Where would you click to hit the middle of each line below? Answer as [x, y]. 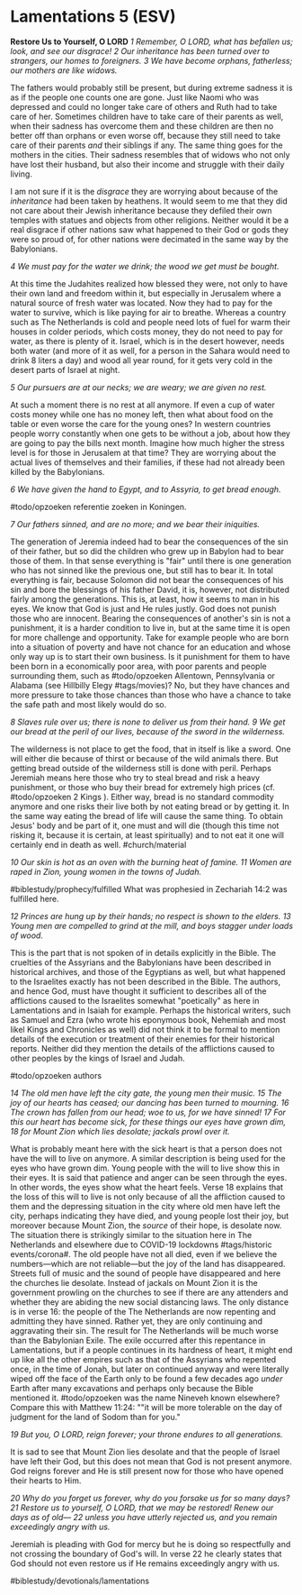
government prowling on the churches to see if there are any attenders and [149, 1292]
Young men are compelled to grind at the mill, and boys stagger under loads [152, 925]
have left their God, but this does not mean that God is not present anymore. [151, 1461]
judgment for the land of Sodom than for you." [95, 1417]
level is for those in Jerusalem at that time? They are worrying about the [143, 452]
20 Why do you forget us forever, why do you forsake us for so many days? [150, 1498]
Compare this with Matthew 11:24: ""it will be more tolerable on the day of [146, 1407]
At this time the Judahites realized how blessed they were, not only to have [149, 283]
